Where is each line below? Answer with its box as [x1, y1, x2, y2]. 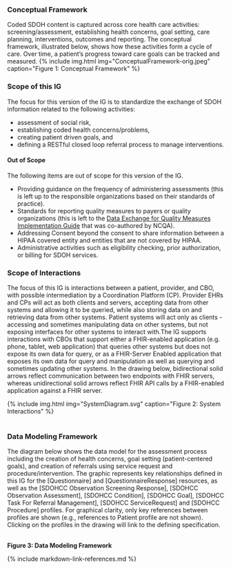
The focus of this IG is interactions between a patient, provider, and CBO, [7, 284, 215, 292]
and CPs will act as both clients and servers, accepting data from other [7, 298, 209, 307]
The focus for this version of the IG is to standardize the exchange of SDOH [7, 97, 222, 106]
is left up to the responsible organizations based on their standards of [17, 192, 215, 200]
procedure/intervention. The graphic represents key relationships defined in [7, 470, 223, 478]
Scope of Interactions [7, 268, 81, 278]
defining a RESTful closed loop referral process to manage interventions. [17, 140, 224, 148]
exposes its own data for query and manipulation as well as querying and [7, 357, 215, 365]
